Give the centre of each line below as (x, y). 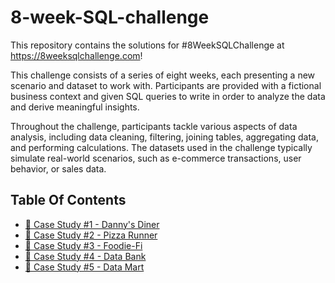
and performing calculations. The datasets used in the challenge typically (161, 147)
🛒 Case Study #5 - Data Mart (84, 267)
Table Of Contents (68, 200)
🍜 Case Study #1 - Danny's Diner (92, 224)
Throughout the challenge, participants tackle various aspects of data (154, 126)
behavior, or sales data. (58, 168)
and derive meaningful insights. (75, 107)
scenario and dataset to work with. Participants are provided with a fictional (166, 85)
